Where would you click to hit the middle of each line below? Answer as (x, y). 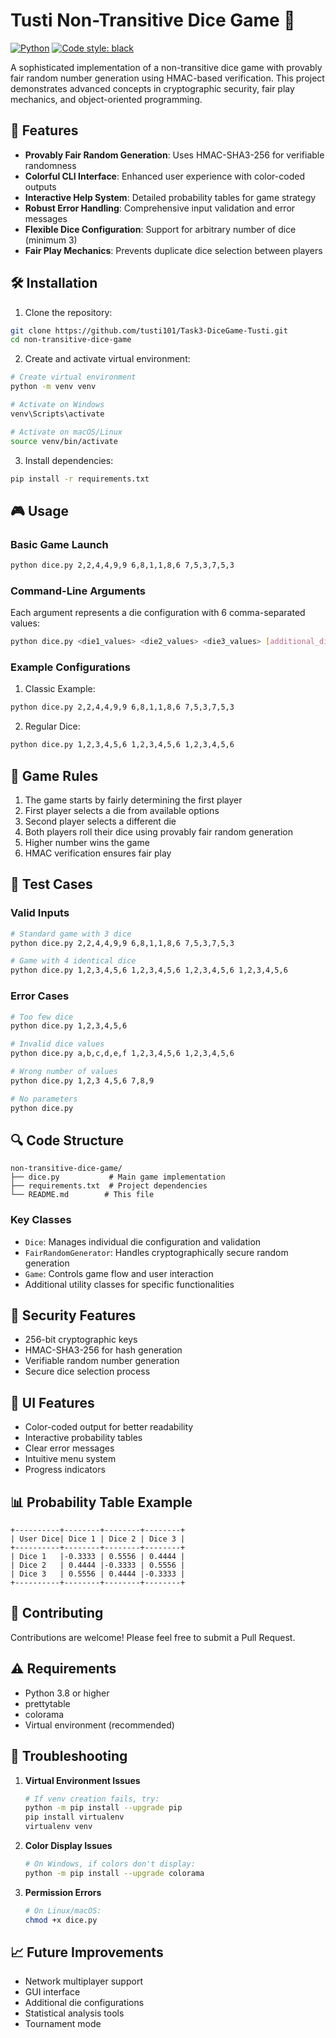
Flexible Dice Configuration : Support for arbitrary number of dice (160, 229)
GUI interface (52, 1992)
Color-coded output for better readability (109, 1427)
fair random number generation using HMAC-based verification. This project (167, 78)
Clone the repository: (68, 312)
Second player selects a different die (100, 821)
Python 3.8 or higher (67, 1693)
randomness (50, 165)
